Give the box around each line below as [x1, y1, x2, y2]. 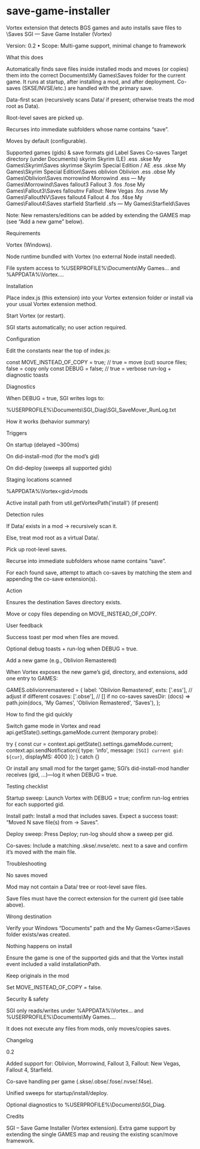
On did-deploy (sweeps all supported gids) [6, 464, 112, 472]
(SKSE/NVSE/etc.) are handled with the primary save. [22, 84, 154, 91]
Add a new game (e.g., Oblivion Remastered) [6, 656, 117, 664]
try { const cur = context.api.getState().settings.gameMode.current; [6, 740, 174, 748]
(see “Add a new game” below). [6, 218, 84, 225]
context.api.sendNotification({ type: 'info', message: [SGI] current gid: [6, 746, 184, 754]
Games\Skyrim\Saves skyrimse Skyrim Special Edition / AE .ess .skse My [6, 161, 186, 169]
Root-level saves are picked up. [6, 114, 84, 121]
